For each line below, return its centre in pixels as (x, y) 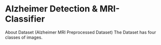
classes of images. (24, 37)
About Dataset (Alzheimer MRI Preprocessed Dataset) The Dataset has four (81, 32)
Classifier (25, 19)
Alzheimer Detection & (52, 9)
